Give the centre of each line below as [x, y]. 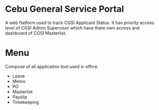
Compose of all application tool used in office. [52, 66]
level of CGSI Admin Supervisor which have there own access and [72, 27]
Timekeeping [26, 102]
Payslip [20, 97]
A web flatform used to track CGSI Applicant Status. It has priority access [80, 23]
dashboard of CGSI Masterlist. [36, 33]
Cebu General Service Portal [65, 9]
